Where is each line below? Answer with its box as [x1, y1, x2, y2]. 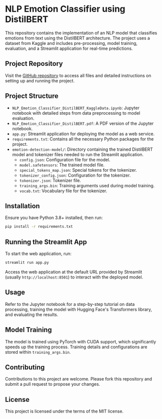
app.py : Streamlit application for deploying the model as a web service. [12, 131, 155, 137]
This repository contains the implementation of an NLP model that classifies [5, 30, 158, 36]
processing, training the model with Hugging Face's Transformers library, [5, 306, 152, 312]
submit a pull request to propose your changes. [5, 381, 101, 387]
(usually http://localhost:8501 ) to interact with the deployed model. [5, 274, 143, 280]
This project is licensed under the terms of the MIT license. [5, 408, 123, 414]
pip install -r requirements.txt [5, 224, 73, 229]
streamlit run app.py [5, 260, 49, 265]
